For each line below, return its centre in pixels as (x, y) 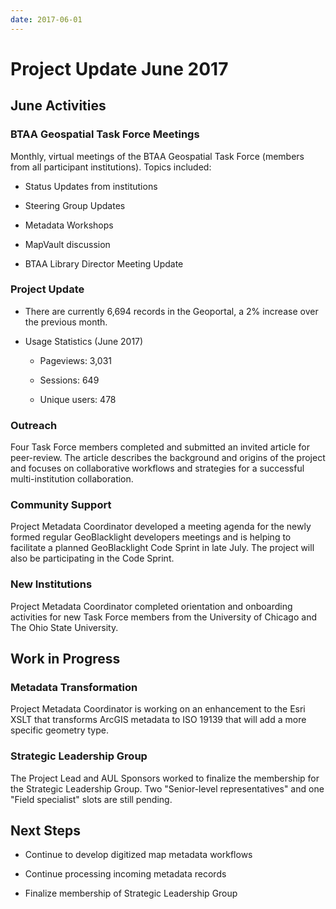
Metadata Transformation (74, 687)
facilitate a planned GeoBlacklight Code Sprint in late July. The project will (162, 548)
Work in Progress (65, 659)
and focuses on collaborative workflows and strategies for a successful (157, 468)
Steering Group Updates (75, 205)
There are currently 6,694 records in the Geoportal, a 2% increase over (171, 311)
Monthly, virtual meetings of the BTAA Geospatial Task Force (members (157, 156)
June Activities (58, 106)
